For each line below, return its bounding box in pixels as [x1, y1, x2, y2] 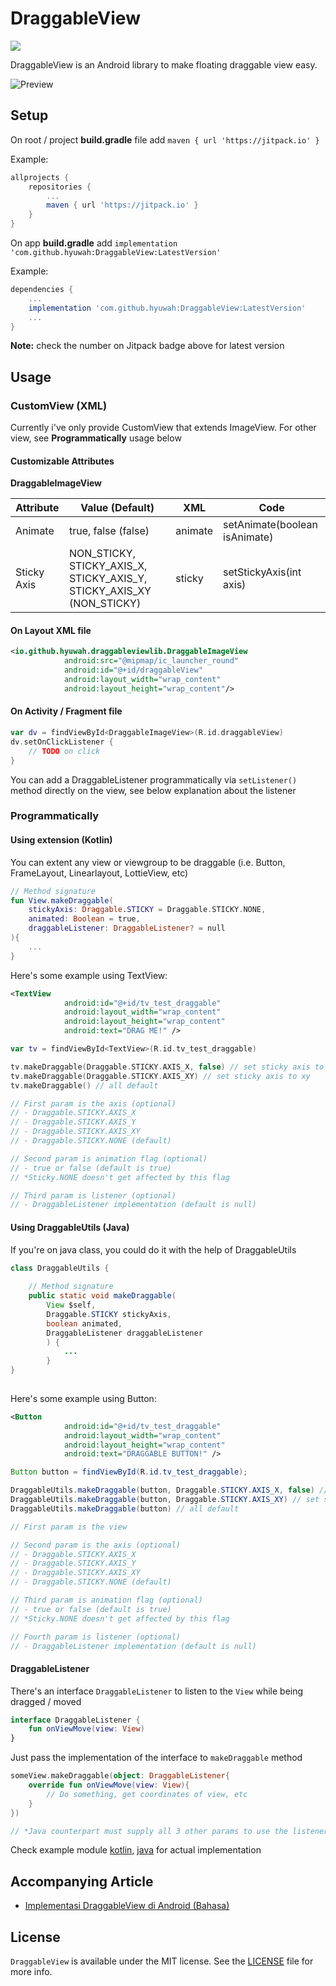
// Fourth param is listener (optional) [10, 1632, 182, 1642]
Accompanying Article [10, 1873, 154, 1890]
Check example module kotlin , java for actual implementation [10, 1844, 262, 1856]
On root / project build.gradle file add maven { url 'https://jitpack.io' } [10, 133, 320, 146]
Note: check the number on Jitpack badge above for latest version [10, 340, 285, 352]
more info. [10, 1966, 53, 1978]
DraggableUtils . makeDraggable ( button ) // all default [10, 1503, 240, 1514]
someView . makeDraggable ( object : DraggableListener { [10, 1771, 230, 1781]
